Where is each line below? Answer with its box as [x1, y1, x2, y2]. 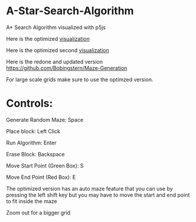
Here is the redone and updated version [6, 58, 103, 65]
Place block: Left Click [6, 127, 61, 134]
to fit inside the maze [6, 197, 57, 205]
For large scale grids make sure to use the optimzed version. [6, 76, 153, 83]
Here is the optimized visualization [6, 35, 90, 42]
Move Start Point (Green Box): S [6, 162, 84, 169]
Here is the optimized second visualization [6, 46, 109, 54]
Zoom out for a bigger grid [6, 209, 71, 216]
